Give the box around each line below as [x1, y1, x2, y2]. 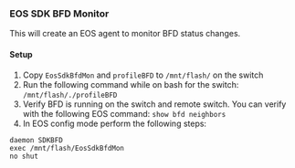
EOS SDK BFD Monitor [9, 7, 110, 20]
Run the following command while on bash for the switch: [22, 79, 239, 89]
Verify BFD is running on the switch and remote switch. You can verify [22, 99, 287, 110]
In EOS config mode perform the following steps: [22, 118, 207, 129]
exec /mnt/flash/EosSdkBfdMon [9, 143, 125, 152]
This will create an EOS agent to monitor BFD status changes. [9, 28, 241, 39]
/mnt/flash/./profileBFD [22, 90, 118, 100]
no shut [9, 152, 39, 161]
